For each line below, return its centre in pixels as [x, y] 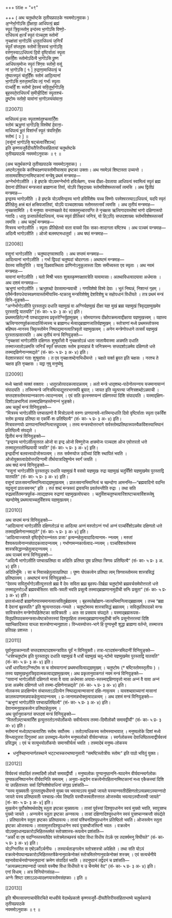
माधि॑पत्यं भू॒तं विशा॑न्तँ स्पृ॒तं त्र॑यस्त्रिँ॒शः [33, 130]
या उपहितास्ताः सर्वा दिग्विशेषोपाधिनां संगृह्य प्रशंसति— [47, 785]
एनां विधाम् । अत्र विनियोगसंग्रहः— [33, 872]
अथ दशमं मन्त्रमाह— [22, 283]
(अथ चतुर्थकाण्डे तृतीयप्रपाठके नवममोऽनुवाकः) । [44, 164]
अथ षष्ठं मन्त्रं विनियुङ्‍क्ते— [27, 465]
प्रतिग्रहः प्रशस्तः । [19, 630]
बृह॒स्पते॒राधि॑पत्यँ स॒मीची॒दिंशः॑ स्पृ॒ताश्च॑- [35, 93]
